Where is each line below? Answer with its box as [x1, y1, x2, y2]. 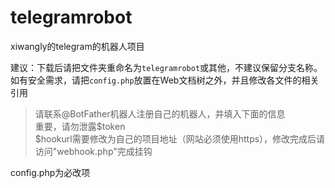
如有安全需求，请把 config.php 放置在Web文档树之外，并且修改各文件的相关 [10, 74, 320, 86]
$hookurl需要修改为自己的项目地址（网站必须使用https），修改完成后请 [34, 132, 326, 145]
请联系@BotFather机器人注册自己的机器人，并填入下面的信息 [34, 107, 286, 120]
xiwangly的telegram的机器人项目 [10, 40, 145, 52]
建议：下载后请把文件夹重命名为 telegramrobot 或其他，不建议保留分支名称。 [10, 61, 323, 73]
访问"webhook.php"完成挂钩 [34, 145, 153, 157]
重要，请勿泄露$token [34, 120, 126, 132]
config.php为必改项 [10, 166, 91, 178]
